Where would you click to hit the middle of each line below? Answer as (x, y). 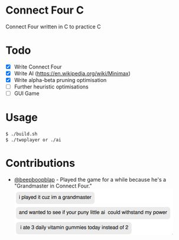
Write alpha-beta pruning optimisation (60, 80)
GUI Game (27, 93)
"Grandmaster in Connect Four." (53, 186)
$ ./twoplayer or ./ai (33, 140)
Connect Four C (45, 10)
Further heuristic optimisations (51, 87)
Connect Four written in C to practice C (53, 27)
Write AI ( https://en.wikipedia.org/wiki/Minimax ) (72, 73)
